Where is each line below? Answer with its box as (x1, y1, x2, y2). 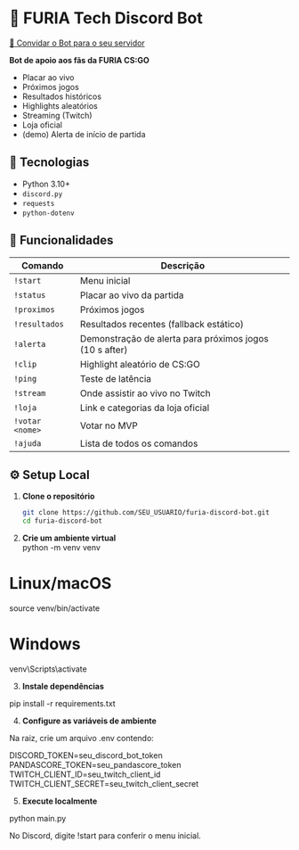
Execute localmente (21, 796, 98, 806)
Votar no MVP (79, 419, 138, 432)
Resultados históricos (21, 91, 102, 102)
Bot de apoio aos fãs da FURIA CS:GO (9, 54, 149, 65)
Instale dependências (21, 681, 104, 691)
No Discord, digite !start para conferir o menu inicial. (9, 830, 202, 841)
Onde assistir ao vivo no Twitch (79, 387, 211, 400)
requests (21, 199, 55, 208)
